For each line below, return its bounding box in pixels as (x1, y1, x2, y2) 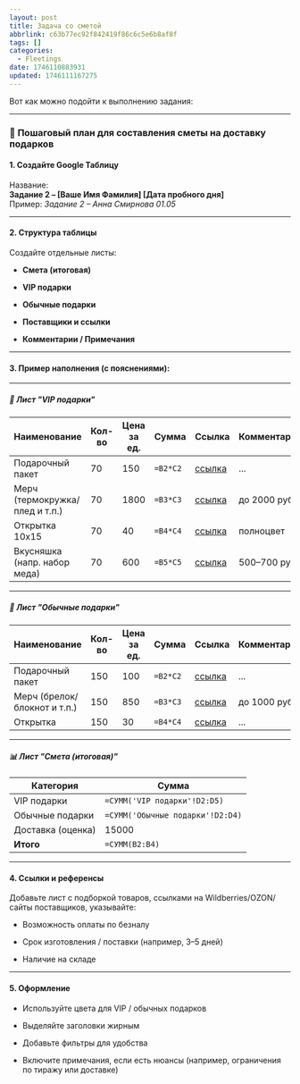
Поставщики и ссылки (21, 316, 111, 327)
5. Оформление (9, 982, 71, 993)
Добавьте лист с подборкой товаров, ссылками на (9, 893, 204, 903)
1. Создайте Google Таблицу (9, 160, 119, 171)
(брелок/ (39, 690, 79, 702)
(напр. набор (13, 556, 70, 568)
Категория (30, 779, 79, 792)
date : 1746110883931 (9, 63, 87, 72)
